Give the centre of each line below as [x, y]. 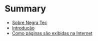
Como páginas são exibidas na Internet [52, 33]
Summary [25, 9]
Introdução [23, 27]
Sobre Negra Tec [29, 22]
